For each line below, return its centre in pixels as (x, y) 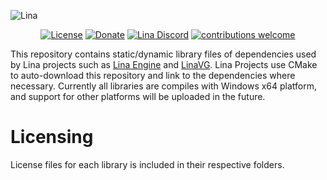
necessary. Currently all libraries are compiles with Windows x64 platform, (164, 86)
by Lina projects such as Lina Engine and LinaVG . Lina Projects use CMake (164, 64)
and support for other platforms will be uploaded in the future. (138, 96)
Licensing (52, 137)
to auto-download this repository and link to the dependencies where (153, 75)
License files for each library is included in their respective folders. (147, 164)
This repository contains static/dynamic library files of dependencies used (163, 54)
